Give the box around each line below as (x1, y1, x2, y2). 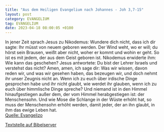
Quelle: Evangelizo (5, 112, 43, 118)
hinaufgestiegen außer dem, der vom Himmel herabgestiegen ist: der (5, 92, 145, 98)
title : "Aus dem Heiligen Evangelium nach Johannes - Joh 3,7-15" (5, 7, 144, 12)
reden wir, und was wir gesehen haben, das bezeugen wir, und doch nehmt (5, 70, 158, 76)
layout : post (5, 12, 32, 17)
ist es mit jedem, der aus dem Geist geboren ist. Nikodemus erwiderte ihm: (5, 55, 156, 61)
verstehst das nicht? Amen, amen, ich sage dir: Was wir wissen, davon (5, 65, 148, 71)
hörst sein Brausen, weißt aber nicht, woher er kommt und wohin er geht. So (5, 50, 160, 56)
